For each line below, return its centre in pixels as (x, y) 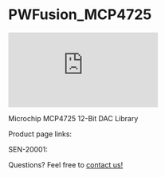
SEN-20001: (28, 149)
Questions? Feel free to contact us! (66, 164)
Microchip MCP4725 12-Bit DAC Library (73, 118)
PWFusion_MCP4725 (80, 15)
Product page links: (40, 134)
